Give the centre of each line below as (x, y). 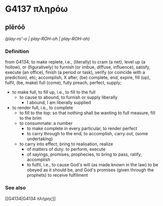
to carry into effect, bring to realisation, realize (66, 144)
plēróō (15, 27)
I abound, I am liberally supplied (59, 103)
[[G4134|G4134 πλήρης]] (30, 198)
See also (15, 188)
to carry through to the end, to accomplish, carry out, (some (87, 134)
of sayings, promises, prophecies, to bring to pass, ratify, (84, 154)
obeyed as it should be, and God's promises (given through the (90, 170)
